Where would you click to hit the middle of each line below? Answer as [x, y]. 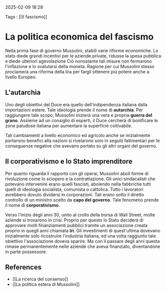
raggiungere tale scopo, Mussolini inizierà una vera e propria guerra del [79, 115]
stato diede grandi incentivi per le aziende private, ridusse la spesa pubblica [83, 56]
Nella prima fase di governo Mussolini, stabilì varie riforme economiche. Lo [82, 50]
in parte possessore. [26, 252]
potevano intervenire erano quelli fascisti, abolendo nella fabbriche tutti [78, 184]
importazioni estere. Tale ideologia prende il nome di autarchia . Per [74, 110]
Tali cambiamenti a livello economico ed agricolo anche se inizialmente [78, 135]
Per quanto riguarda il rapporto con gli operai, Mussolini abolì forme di [77, 173]
